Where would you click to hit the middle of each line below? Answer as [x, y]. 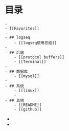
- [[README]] [28, 105]
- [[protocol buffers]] [39, 57]
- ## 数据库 [16, 72]
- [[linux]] [27, 90]
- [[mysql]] [27, 76]
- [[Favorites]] [22, 28]
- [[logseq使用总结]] [36, 43]
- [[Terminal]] [30, 61]
